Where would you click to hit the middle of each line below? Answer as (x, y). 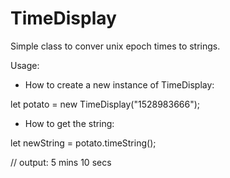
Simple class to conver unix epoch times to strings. (115, 46)
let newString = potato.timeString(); (83, 143)
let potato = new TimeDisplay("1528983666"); (105, 104)
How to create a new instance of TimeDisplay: (119, 84)
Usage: (25, 65)
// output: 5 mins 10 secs (61, 162)
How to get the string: (69, 123)
